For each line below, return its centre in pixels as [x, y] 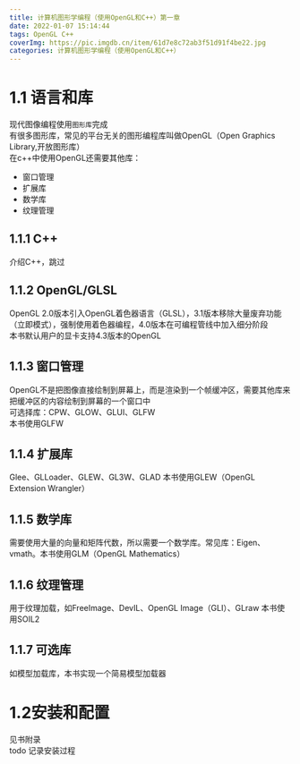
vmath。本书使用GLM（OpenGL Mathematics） [97, 554]
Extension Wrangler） [49, 488]
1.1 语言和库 [51, 98]
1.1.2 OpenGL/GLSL [64, 290]
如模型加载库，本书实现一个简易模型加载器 [88, 673]
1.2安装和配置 [60, 713]
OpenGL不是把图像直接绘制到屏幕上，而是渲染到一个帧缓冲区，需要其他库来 [150, 389]
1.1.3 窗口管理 [47, 366]
